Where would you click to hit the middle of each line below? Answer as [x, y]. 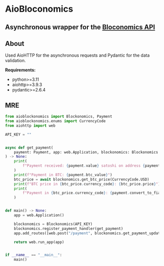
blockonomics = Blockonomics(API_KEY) [53, 224]
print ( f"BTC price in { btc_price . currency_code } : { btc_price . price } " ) [87, 184]
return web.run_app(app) [39, 242]
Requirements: [20, 70]
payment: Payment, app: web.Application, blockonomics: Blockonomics [86, 152]
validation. [15, 61]
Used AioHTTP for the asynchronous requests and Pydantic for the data [77, 55]
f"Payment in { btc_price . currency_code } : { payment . [76, 193]
